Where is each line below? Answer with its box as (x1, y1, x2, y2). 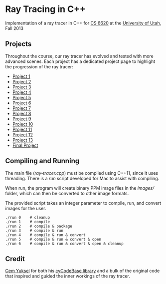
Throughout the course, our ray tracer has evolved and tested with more (5, 53, 154, 59)
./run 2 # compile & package (5, 224, 72, 229)
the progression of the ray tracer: (5, 63, 73, 69)
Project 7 (12, 105, 31, 111)
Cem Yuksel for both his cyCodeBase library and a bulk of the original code (5, 268, 160, 274)
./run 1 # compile (5, 219, 50, 224)
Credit (5, 255, 25, 263)
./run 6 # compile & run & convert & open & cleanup (5, 241, 124, 246)
